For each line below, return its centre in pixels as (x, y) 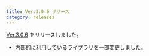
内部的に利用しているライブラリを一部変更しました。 (80, 47)
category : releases (31, 17)
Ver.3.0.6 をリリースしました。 (44, 34)
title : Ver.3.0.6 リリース (38, 11)
